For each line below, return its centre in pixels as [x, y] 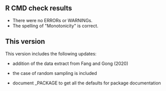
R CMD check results [39, 8]
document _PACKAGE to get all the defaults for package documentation [87, 83]
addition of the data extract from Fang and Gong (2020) [70, 63]
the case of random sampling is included [55, 73]
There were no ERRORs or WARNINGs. [52, 20]
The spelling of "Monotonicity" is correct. [55, 26]
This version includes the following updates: [51, 54]
